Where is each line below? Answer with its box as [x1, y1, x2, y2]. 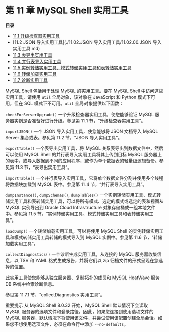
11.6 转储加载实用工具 [12, 71, 57, 77]
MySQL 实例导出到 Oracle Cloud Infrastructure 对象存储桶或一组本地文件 [5, 204, 156, 210]
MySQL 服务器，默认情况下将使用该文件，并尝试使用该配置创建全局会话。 [5, 315, 158, 321]
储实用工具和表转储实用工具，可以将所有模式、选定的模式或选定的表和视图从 [5, 198, 164, 204]
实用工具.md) [12, 45, 40, 51]
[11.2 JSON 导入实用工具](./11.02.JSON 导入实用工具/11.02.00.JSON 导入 [12, 39, 162, 45]
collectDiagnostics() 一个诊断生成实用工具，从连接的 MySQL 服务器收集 [5, 251, 157, 257]
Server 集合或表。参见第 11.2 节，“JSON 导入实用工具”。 [5, 134, 122, 140]
